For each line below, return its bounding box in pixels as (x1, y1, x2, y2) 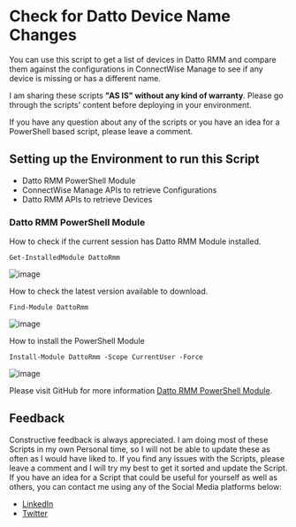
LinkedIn (21, 498, 54, 509)
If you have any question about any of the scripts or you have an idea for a (9, 117, 280, 127)
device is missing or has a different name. (9, 73, 162, 83)
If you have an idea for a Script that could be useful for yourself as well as (9, 471, 278, 483)
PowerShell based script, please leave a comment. (9, 126, 194, 136)
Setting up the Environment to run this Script (9, 152, 260, 167)
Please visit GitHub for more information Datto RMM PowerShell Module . (9, 386, 273, 396)
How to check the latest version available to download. (9, 286, 209, 297)
